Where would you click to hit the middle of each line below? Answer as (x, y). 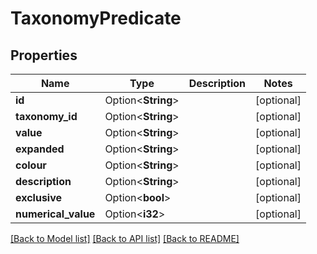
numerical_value (55, 214)
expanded (40, 149)
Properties (44, 55)
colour (31, 165)
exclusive (39, 197)
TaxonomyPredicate (96, 18)
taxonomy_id (46, 116)
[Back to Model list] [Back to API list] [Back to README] (125, 238)
